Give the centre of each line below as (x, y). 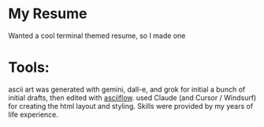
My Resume (48, 14)
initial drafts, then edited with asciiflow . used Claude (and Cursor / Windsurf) (132, 97)
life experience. (33, 114)
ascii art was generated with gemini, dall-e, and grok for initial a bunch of (127, 89)
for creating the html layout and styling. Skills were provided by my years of (131, 106)
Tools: (29, 67)
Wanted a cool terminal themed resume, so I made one (97, 35)
